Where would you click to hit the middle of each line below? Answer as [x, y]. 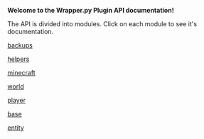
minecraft [21, 73]
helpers [18, 59]
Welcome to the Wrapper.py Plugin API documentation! [91, 10]
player [17, 100]
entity [16, 128]
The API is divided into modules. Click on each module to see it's [102, 24]
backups [20, 45]
